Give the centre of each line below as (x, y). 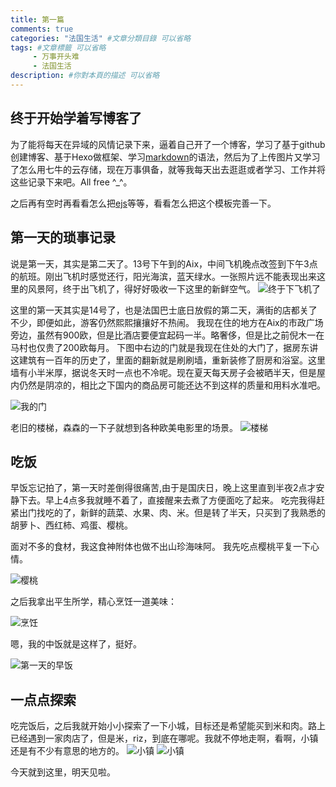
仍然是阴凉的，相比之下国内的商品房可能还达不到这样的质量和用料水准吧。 (172, 385)
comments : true (42, 29)
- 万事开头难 (56, 57)
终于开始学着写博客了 (76, 118)
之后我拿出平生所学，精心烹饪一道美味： (93, 602)
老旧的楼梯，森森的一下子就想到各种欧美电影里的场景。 (124, 427)
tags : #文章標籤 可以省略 (58, 47)
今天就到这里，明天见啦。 (63, 772)
